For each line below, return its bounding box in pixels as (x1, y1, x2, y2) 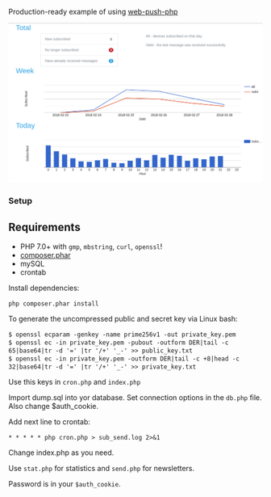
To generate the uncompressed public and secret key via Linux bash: (8, 314, 238, 324)
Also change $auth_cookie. (8, 402, 99, 411)
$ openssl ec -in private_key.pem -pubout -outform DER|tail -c (8, 339, 229, 347)
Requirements (8, 220, 81, 234)
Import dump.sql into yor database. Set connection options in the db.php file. (8, 393, 262, 402)
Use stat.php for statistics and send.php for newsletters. (8, 464, 195, 474)
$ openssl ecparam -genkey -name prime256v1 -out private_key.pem (8, 331, 236, 339)
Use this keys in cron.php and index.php (8, 377, 141, 387)
